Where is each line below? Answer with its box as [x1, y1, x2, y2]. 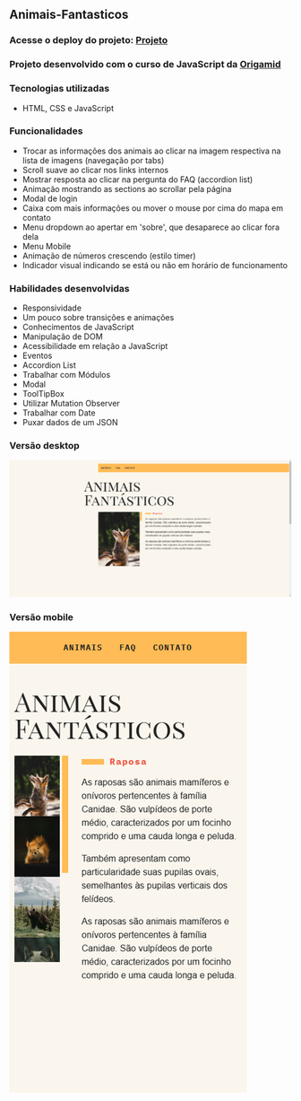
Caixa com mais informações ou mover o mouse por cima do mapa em [21, 202, 284, 214]
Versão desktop [9, 440, 81, 452]
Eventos [21, 350, 53, 362]
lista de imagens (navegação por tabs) [21, 154, 165, 165]
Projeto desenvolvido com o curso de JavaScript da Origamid [9, 58, 281, 71]
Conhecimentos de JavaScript [21, 322, 134, 333]
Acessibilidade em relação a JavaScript [21, 341, 168, 352]
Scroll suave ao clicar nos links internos [21, 164, 168, 175]
